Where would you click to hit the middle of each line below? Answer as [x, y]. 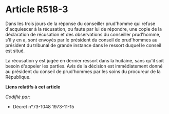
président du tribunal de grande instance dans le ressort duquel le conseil [83, 45]
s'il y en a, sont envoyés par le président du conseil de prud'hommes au [81, 40]
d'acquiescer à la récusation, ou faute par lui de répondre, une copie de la [84, 29]
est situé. [15, 51]
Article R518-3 [37, 9]
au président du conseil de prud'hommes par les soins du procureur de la [83, 71]
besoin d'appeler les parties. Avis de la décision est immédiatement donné [84, 66]
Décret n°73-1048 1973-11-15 [43, 106]
